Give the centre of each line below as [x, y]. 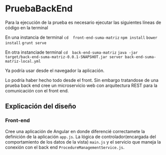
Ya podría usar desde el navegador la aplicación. [55, 71]
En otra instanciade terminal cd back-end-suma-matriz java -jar [71, 52]
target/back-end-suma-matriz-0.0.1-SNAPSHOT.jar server [64, 57]
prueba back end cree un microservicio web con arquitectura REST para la [81, 85]
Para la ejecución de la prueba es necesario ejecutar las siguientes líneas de [83, 22]
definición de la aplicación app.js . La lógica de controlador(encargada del [81, 137]
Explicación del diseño [41, 107]
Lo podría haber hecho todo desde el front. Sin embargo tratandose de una [82, 80]
